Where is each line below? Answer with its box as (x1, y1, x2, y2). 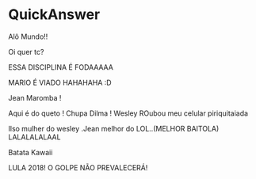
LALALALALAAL (8, 132, 61, 142)
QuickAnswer (8, 6, 101, 24)
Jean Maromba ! (8, 93, 62, 102)
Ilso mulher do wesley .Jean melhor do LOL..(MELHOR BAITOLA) (8, 124, 220, 133)
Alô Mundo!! (8, 32, 48, 41)
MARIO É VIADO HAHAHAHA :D (8, 78, 113, 87)
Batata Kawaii (8, 147, 53, 157)
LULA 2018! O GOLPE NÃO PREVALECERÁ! (8, 162, 148, 172)
